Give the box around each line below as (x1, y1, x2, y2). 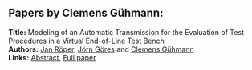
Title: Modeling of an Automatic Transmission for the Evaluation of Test (8, 27, 245, 37)
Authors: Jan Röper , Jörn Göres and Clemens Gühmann (8, 44, 194, 54)
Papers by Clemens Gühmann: (8, 6, 164, 20)
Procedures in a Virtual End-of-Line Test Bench (8, 36, 165, 45)
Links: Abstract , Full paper (8, 52, 96, 62)
